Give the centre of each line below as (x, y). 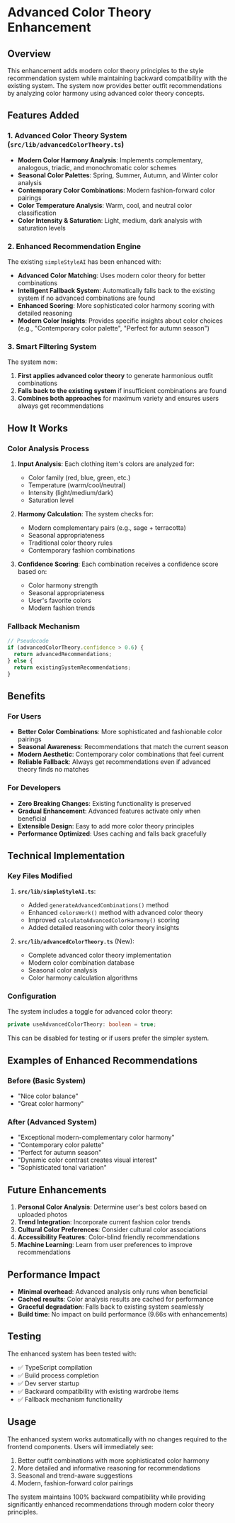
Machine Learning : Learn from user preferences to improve (105, 1245)
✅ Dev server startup (48, 1383)
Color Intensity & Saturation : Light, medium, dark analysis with (110, 220)
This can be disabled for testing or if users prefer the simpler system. (108, 1038)
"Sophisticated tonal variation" (62, 1168)
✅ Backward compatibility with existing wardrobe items (98, 1391)
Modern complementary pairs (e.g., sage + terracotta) (107, 527)
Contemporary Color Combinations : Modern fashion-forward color (116, 190)
